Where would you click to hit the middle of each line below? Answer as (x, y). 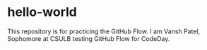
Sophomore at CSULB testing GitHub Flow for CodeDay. (89, 38)
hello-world (42, 12)
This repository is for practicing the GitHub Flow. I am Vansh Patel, (104, 31)
